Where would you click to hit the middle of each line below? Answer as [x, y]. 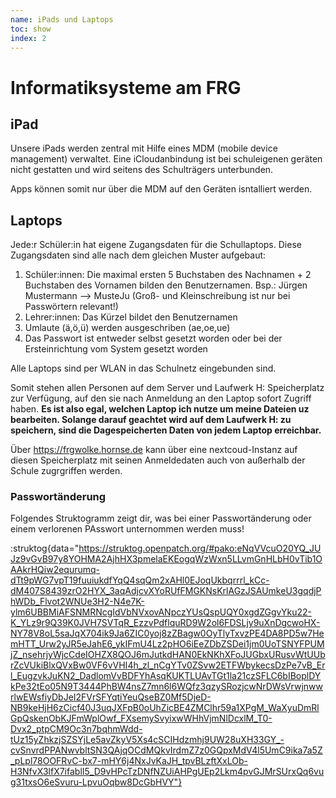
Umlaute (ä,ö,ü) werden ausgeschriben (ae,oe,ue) [127, 328]
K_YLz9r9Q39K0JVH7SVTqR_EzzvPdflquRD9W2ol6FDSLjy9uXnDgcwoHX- [165, 623]
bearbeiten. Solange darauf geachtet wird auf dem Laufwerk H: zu [151, 420]
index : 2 [28, 38]
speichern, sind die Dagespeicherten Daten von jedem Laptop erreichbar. [166, 430]
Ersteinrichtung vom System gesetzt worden [116, 349]
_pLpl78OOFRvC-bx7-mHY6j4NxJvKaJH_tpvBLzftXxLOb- [129, 761]
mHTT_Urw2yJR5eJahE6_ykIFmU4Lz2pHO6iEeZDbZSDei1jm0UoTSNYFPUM [167, 644]
